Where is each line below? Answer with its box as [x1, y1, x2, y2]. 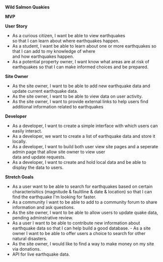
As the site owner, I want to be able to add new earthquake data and [12, 83, 151, 89]
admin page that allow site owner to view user [12, 149, 106, 155]
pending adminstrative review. [12, 215, 74, 220]
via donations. [12, 246, 41, 252]
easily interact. [12, 128, 43, 134]
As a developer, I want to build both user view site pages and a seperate [12, 144, 159, 149]
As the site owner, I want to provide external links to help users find [12, 99, 149, 105]
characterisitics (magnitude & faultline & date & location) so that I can [12, 189, 152, 194]
